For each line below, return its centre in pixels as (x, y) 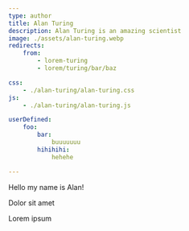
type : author (30, 16)
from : (32, 53)
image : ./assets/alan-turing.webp (66, 38)
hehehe (62, 157)
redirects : (27, 46)
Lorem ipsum (30, 218)
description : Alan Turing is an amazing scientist (95, 31)
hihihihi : (53, 150)
